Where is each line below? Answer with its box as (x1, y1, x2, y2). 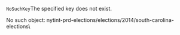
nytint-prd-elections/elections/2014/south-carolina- (46, 17, 175, 23)
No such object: (6, 17, 45, 23)
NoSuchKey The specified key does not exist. (6, 5, 112, 12)
